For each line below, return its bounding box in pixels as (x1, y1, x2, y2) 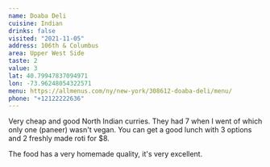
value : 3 (8, 65, 38, 73)
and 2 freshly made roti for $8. (8, 134, 110, 144)
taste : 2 (8, 57, 38, 65)
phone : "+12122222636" (8, 94, 85, 102)
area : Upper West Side (8, 49, 85, 57)
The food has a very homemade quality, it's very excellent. (8, 149, 203, 159)
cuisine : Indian (8, 19, 63, 27)
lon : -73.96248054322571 (8, 79, 92, 87)
